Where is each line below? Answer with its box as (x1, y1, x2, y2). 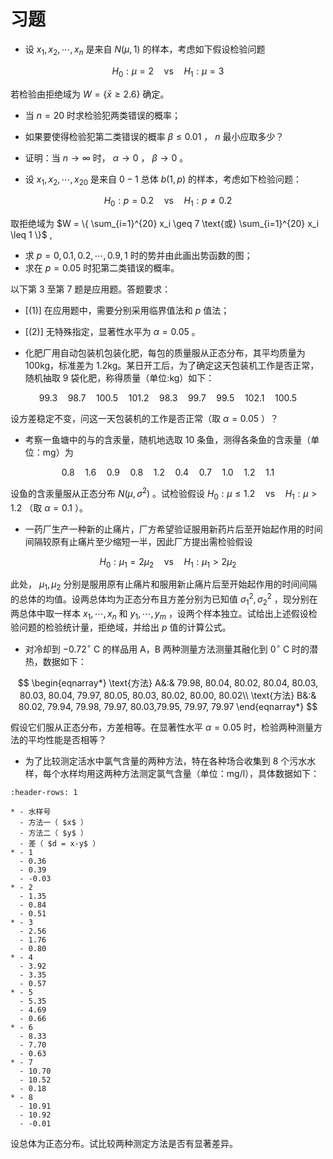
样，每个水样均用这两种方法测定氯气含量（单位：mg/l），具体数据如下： (24, 768, 320, 780)
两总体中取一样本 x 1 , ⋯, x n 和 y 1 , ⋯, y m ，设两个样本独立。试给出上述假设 (10, 607, 309, 622)
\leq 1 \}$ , (10, 229, 53, 241)
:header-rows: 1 (10, 788, 78, 798)
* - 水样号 (10, 807, 52, 817)
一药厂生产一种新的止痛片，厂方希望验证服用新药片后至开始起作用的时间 (24, 523, 323, 535)
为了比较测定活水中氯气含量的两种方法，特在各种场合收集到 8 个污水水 (24, 755, 317, 767)
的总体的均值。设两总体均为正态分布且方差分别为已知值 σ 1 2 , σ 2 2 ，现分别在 (10, 591, 318, 607)
